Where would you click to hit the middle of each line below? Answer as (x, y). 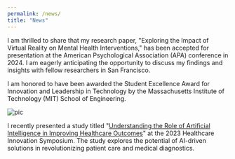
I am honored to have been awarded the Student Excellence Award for (109, 83)
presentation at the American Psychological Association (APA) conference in (118, 55)
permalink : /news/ (34, 14)
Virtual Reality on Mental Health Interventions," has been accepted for (108, 48)
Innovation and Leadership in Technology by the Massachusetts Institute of (116, 91)
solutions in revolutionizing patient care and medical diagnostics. (101, 148)
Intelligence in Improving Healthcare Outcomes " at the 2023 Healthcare (111, 133)
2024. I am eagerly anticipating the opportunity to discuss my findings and (115, 62)
